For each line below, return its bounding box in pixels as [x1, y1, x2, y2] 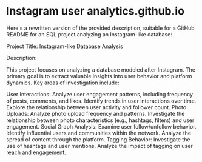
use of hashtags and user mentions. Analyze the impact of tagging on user [6, 142, 193, 149]
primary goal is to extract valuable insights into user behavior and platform [6, 72, 192, 79]
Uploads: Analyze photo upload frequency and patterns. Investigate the [6, 110, 185, 117]
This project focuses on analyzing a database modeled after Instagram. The [6, 66, 196, 73]
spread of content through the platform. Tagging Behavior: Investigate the [6, 135, 190, 143]
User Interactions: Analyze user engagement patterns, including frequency [6, 90, 193, 98]
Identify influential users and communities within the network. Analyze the [6, 129, 192, 137]
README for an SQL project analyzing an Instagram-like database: [6, 30, 173, 38]
